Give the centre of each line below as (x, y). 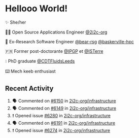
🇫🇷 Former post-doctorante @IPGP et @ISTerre (54, 51)
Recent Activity (29, 88)
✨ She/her (16, 22)
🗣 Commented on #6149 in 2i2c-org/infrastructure (64, 108)
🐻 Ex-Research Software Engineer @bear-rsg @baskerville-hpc (69, 41)
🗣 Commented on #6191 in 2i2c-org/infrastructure (64, 123)
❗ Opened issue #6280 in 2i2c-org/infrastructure (61, 115)
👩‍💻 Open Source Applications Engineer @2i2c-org (56, 32)
